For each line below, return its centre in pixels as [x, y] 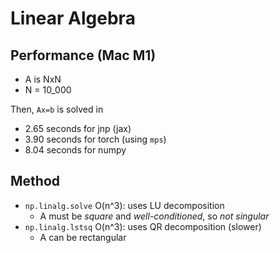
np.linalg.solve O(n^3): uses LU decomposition [124, 205]
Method [35, 181]
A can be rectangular [83, 237]
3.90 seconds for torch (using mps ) [95, 139]
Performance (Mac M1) [83, 55]
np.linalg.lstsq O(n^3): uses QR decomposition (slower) [143, 226]
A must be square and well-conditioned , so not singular [154, 216]
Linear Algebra [73, 18]
